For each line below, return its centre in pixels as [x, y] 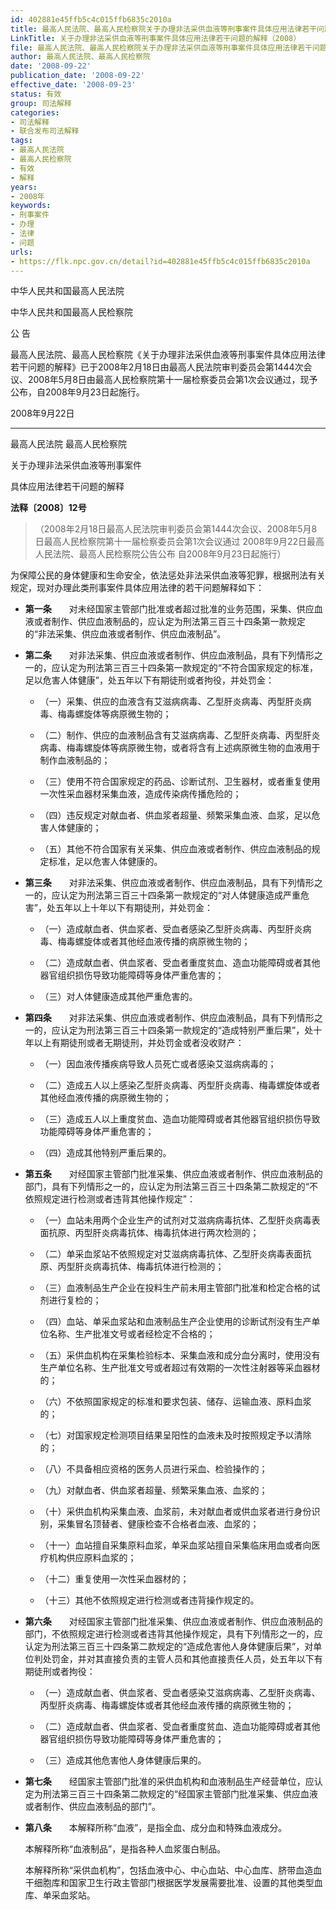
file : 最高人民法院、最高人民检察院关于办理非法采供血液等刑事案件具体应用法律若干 [161, 47]
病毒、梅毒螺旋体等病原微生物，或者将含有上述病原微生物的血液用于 [180, 748]
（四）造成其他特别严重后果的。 [105, 1153]
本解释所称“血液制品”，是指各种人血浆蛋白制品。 [125, 1849]
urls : [21, 252]
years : [24, 187]
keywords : [31, 206]
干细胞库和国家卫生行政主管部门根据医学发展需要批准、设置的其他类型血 [173, 1883]
